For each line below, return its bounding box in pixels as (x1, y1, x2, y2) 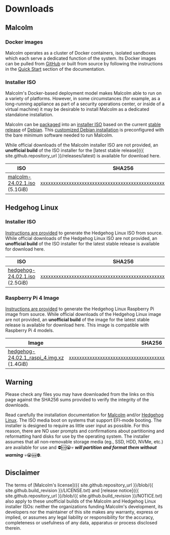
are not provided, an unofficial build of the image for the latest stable (5, 317, 150, 323)
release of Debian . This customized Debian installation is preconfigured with (5, 127, 164, 133)
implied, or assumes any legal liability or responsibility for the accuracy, (5, 514, 154, 520)
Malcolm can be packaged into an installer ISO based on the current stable (5, 121, 161, 128)
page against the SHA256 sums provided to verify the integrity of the (5, 396, 149, 402)
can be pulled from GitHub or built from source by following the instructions (5, 60, 163, 66)
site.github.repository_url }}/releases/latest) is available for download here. (5, 153, 161, 159)
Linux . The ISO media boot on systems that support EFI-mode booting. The (5, 417, 162, 423)
